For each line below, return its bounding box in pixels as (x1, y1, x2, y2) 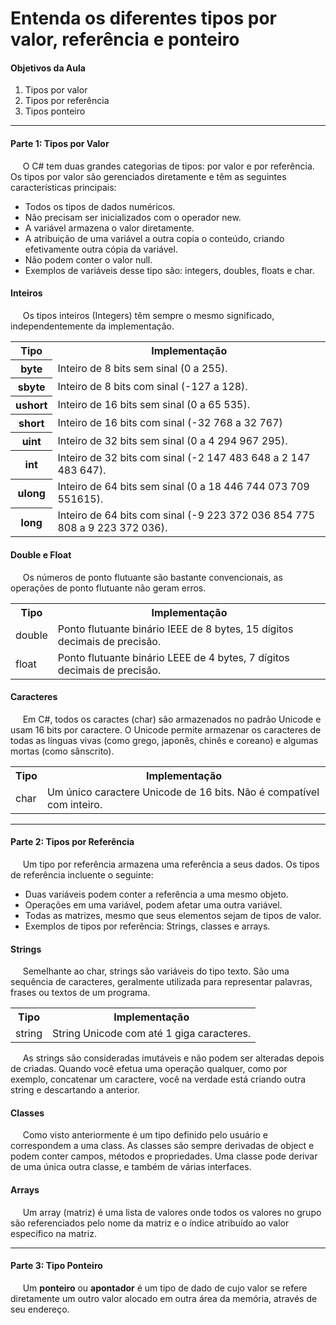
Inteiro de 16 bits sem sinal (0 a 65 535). (57, 397, 250, 411)
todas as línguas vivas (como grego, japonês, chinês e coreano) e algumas (10, 734, 319, 746)
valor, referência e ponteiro (10, 28, 240, 51)
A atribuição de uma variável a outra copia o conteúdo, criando (24, 232, 285, 244)
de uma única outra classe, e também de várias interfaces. (10, 1161, 252, 1173)
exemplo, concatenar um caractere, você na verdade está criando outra (10, 1073, 307, 1086)
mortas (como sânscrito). (10, 745, 115, 757)
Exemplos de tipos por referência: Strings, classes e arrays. (24, 920, 271, 932)
